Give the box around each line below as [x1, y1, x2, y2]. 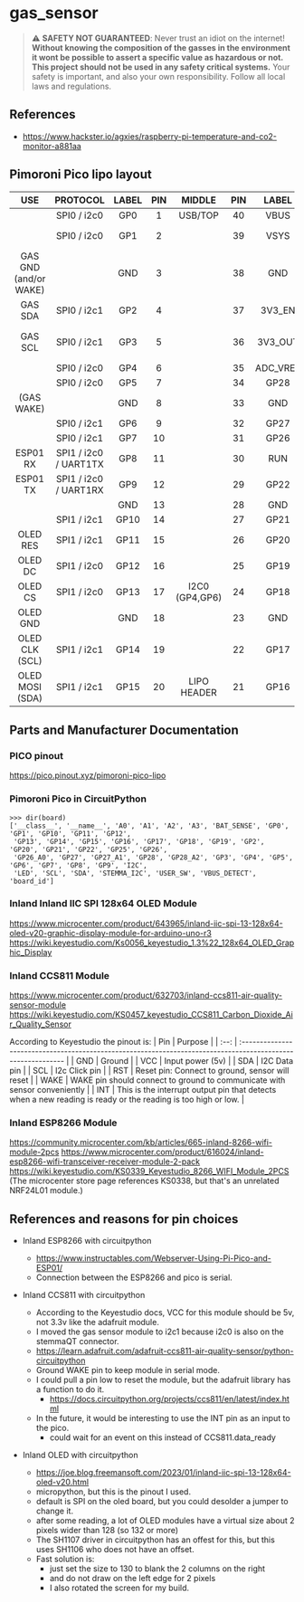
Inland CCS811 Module [9, 969, 110, 981]
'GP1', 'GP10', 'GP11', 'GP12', [9, 829, 131, 839]
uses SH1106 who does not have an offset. [35, 1544, 195, 1555]
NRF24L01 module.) [9, 1185, 83, 1196]
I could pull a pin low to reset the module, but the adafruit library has [35, 1374, 291, 1386]
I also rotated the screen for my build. [49, 1582, 190, 1594]
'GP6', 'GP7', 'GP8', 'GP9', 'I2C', [9, 860, 147, 870]
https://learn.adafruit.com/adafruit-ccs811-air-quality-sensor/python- [35, 1346, 294, 1357]
